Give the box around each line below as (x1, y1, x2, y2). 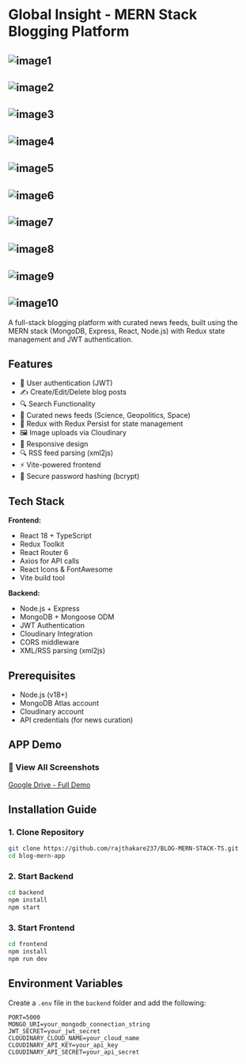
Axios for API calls (19, 557, 80, 566)
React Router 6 (19, 548, 69, 557)
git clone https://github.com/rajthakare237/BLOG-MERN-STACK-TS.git (8, 844, 239, 853)
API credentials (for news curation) (19, 715, 134, 725)
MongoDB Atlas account (19, 698, 100, 707)
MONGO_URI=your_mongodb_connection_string (8, 1020, 150, 1028)
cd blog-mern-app (8, 852, 66, 860)
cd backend (8, 889, 44, 897)
